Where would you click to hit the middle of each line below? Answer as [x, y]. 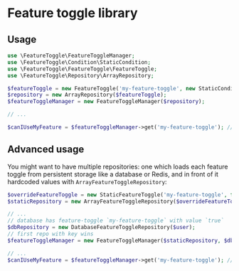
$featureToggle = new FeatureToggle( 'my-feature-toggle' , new [101, 88]
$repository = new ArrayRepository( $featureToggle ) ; [87, 95]
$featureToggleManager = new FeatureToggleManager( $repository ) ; [106, 102]
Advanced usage [46, 150]
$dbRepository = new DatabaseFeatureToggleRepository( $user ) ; [101, 228]
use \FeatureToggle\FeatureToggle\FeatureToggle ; [83, 69]
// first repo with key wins [51, 234]
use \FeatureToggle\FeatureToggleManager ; [71, 55]
